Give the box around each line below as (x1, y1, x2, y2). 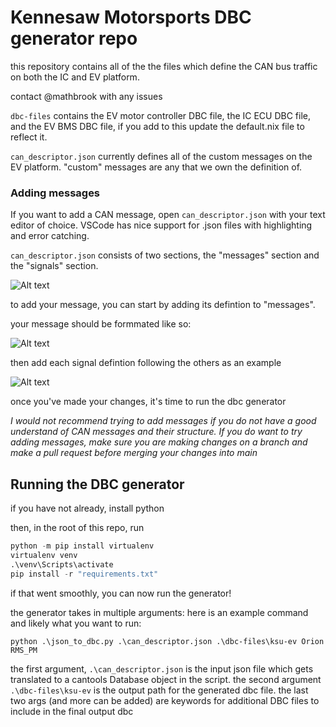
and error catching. (10, 230, 90, 242)
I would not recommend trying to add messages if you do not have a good (10, 415, 317, 427)
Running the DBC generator (10, 476, 185, 493)
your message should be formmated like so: (10, 318, 192, 330)
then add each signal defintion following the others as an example (10, 357, 282, 369)
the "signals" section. (10, 260, 99, 272)
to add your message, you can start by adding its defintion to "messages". (10, 299, 316, 311)
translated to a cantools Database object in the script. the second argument (10, 673, 322, 685)
